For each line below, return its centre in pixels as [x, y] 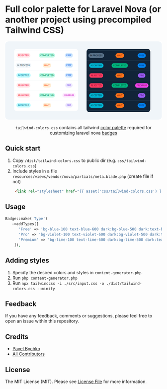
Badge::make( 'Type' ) [27, 219]
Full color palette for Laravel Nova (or [83, 9]
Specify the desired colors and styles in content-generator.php [77, 272]
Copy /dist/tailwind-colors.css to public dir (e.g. [64, 160]
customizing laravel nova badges [83, 133]
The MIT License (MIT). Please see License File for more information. [76, 382]
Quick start [23, 148]
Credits [17, 337]
